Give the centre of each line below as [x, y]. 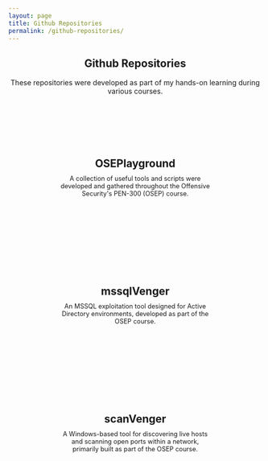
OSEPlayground [135, 163]
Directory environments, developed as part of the [135, 313]
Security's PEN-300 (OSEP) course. [135, 193]
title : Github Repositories [56, 23]
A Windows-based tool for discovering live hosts [135, 434]
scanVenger [135, 419]
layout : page [30, 16]
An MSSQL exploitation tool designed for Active [135, 306]
